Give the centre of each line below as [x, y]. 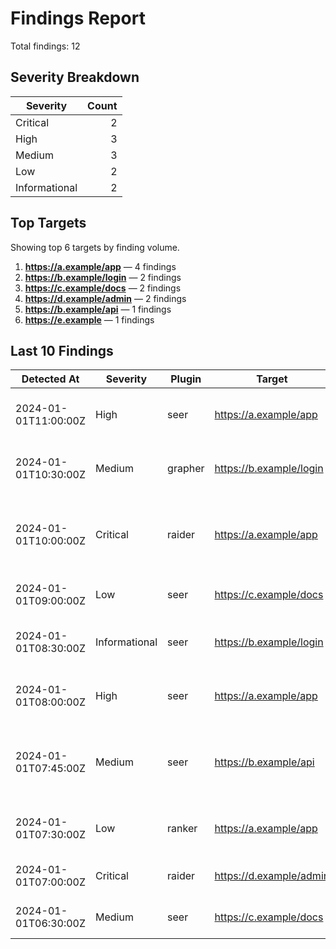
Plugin [186, 379]
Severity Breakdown [75, 77]
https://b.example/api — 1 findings [98, 309]
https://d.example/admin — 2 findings [105, 298]
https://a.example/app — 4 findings [100, 266]
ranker [182, 829]
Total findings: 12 [45, 46]
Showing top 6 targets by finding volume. [95, 247]
